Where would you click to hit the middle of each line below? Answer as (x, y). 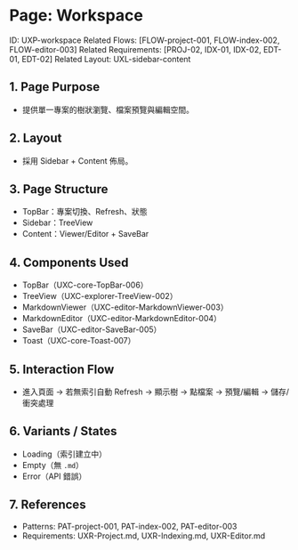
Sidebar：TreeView (57, 222)
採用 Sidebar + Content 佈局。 (77, 160)
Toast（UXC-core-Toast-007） (79, 341)
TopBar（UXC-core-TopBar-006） (85, 285)
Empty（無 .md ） (53, 465)
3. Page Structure (59, 189)
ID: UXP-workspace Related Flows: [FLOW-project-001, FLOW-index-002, (145, 40)
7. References (48, 505)
